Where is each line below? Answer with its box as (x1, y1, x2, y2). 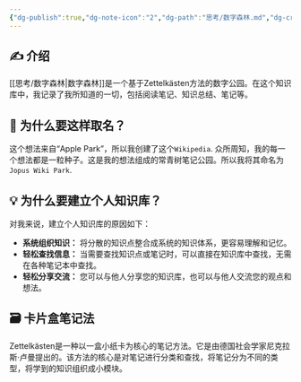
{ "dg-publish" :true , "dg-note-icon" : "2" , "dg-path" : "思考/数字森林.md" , (9, 13, 271, 22)
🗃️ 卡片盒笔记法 (9, 311, 95, 326)
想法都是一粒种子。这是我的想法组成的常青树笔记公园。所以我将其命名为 (16, 154, 284, 166)
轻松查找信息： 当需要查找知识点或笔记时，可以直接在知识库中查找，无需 (21, 248, 292, 260)
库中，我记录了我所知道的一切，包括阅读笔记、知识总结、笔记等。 (9, 89, 253, 100)
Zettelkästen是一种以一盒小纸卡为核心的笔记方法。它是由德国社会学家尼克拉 (9, 340, 291, 351)
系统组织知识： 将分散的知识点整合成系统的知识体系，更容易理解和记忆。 (21, 238, 292, 248)
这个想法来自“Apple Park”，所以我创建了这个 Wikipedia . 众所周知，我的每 (9, 143, 279, 154)
